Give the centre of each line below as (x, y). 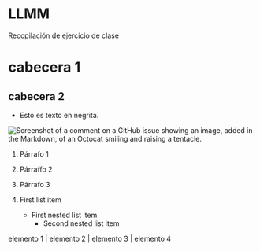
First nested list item (64, 215)
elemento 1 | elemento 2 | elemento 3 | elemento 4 (90, 238)
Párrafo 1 (34, 153)
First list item (40, 199)
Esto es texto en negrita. (59, 115)
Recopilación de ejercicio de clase (64, 35)
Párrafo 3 (35, 184)
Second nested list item (81, 223)
